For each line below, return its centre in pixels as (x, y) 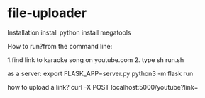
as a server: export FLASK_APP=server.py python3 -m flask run (100, 73)
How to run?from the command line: (60, 46)
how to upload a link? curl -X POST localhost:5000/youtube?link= (103, 87)
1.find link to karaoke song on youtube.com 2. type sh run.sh (96, 60)
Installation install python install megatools (69, 32)
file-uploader (47, 13)
